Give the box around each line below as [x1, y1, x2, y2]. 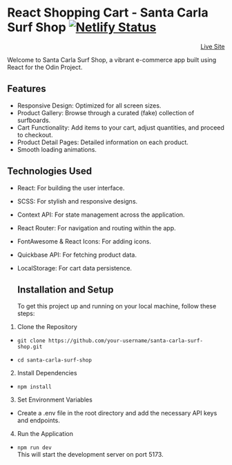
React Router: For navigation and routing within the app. [17, 224, 176, 232]
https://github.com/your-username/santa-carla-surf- [48, 337, 204, 344]
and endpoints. [17, 416, 60, 425]
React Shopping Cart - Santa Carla [7, 5, 209, 21]
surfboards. [17, 116, 51, 124]
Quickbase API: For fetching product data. [17, 250, 137, 259]
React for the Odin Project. [7, 63, 83, 71]
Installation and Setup [17, 284, 114, 295]
